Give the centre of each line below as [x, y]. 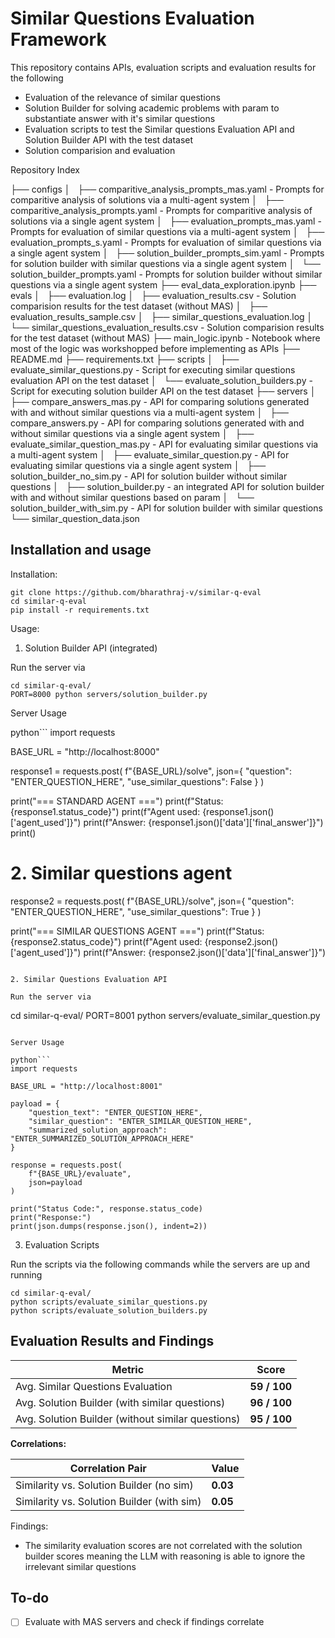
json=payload [55, 1182]
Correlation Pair [108, 1468]
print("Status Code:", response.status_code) [106, 1208]
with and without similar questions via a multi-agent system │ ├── [150, 412]
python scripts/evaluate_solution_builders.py [109, 1310]
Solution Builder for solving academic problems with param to [152, 108]
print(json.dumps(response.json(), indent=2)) [109, 1226]
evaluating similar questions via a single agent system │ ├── [138, 465]
